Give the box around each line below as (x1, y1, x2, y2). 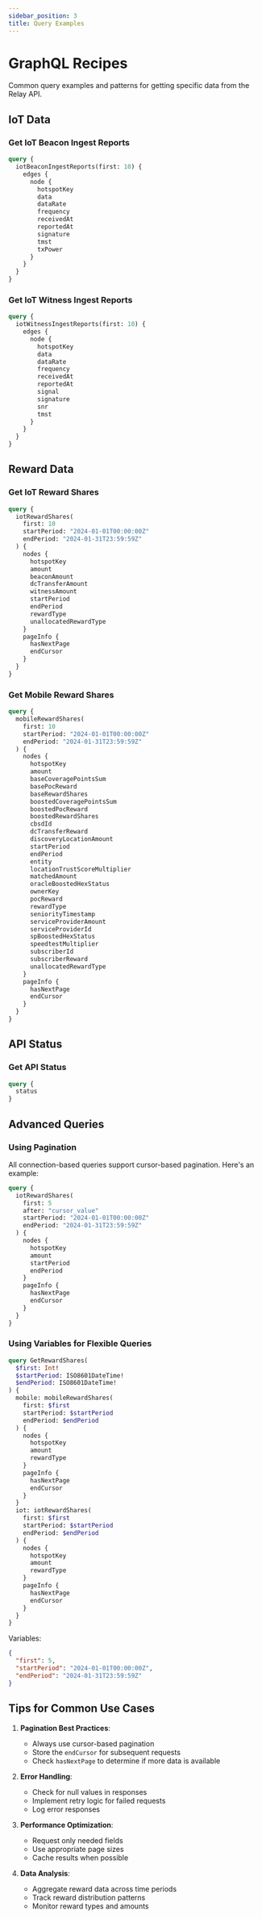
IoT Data (8, 112, 51, 126)
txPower (37, 245, 63, 253)
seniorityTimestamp (29, 909, 95, 918)
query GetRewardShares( (8, 1357, 89, 1365)
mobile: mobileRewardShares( (15, 1394, 114, 1403)
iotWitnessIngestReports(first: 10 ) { (15, 320, 147, 328)
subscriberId (29, 947, 74, 956)
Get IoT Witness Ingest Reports (8, 294, 133, 305)
